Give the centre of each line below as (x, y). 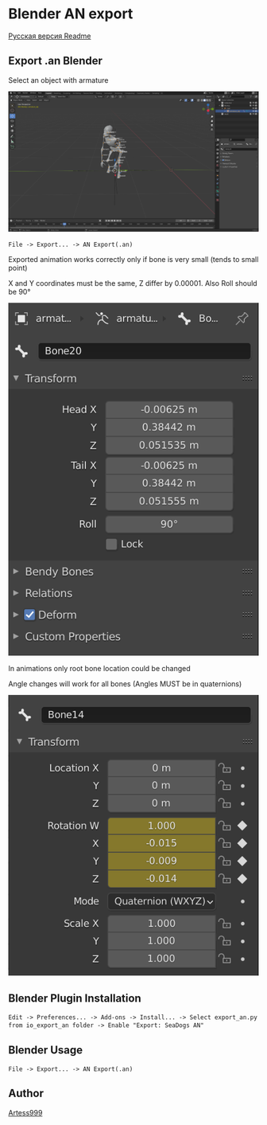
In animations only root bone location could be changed (99, 668)
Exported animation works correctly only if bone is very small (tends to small (133, 259)
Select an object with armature (58, 80)
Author (26, 1094)
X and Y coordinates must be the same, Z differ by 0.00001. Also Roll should (133, 283)
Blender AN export (71, 14)
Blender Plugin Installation (75, 998)
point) (18, 268)
